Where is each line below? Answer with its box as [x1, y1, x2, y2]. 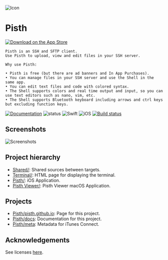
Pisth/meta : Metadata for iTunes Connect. [12, 221, 100, 227]
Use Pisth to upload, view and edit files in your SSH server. [5, 53, 141, 58]
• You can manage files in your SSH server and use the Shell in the [5, 75, 154, 80]
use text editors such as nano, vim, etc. [5, 93, 96, 98]
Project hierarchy [5, 153, 61, 162]
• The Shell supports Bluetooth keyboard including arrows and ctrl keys [5, 97, 163, 102]
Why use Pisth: [5, 62, 37, 67]
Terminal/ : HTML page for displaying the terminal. [12, 172, 116, 178]
